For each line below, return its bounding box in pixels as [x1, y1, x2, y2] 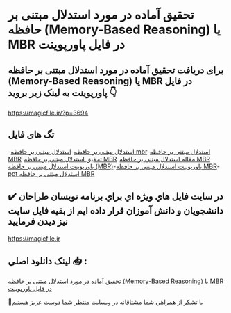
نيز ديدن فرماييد [8, 216, 68, 227]
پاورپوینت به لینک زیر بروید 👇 [8, 87, 117, 99]
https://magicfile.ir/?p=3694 [8, 109, 89, 117]
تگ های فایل [8, 129, 55, 141]
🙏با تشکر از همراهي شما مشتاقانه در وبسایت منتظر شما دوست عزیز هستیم [8, 298, 203, 306]
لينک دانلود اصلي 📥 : [8, 255, 87, 267]
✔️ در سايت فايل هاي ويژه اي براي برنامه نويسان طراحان [8, 191, 224, 202]
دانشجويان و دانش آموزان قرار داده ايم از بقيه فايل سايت [8, 205, 224, 217]
